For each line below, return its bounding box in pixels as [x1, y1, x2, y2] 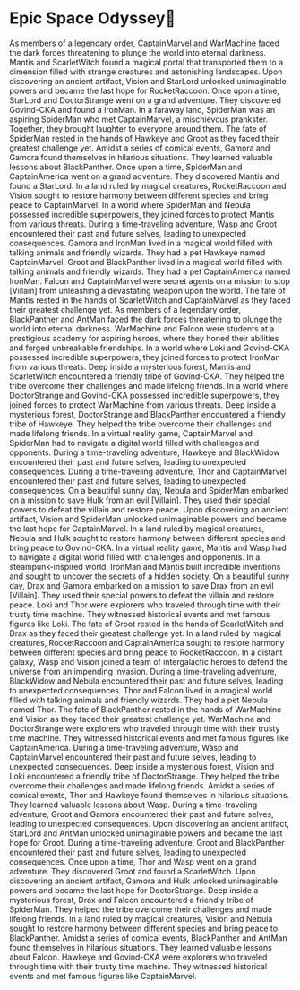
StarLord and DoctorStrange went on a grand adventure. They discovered [9, 94, 282, 106]
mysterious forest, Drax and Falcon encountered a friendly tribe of [9, 894, 253, 905]
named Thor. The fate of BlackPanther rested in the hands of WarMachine [9, 703, 282, 715]
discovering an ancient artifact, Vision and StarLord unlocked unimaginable [9, 75, 287, 86]
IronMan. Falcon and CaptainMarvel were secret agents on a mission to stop [9, 275, 291, 286]
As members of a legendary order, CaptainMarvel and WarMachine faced [9, 38, 280, 48]
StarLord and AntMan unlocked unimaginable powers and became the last [9, 828, 283, 839]
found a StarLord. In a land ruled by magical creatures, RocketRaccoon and [9, 180, 287, 191]
